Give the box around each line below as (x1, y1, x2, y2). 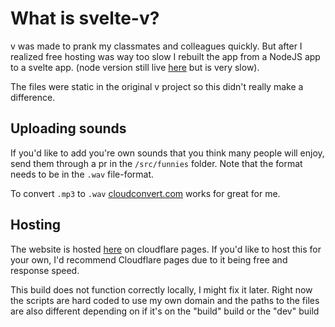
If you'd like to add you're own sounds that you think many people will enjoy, (10, 147, 325, 159)
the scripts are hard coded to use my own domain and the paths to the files (10, 294, 320, 306)
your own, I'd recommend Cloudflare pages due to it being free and (10, 253, 288, 266)
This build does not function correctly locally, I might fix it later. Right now (10, 283, 313, 296)
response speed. (10, 264, 80, 276)
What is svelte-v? (10, 7, 160, 30)
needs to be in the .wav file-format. (10, 168, 155, 180)
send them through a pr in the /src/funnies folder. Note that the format (10, 157, 303, 169)
